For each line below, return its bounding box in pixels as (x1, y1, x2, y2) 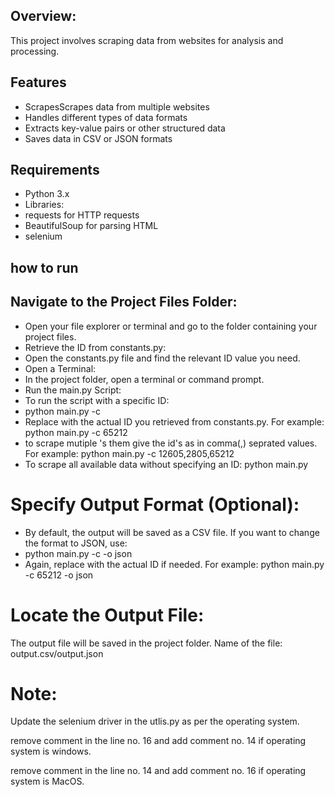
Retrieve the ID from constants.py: (24, 341, 167, 353)
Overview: (10, 8, 77, 25)
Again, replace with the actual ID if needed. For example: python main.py (24, 558, 325, 570)
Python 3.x (24, 188, 70, 200)
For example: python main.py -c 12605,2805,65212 (24, 447, 235, 459)
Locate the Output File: (10, 604, 205, 626)
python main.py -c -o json (24, 547, 133, 559)
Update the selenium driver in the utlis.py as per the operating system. (10, 715, 300, 728)
